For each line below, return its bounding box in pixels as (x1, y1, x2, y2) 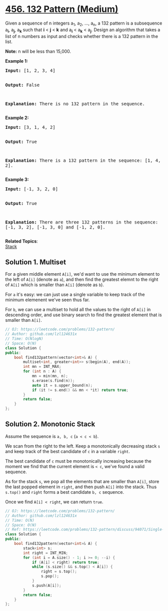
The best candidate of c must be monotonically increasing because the (5, 458, 151, 464)
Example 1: (5, 58, 28, 64)
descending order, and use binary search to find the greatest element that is (5, 312, 162, 318)
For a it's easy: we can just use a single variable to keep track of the (5, 292, 145, 298)
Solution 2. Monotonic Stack (5, 420, 95, 429)
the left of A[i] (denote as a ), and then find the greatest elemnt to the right (5, 277, 158, 283)
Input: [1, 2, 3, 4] (5, 68, 56, 73)
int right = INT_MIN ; (23, 550, 68, 555)
